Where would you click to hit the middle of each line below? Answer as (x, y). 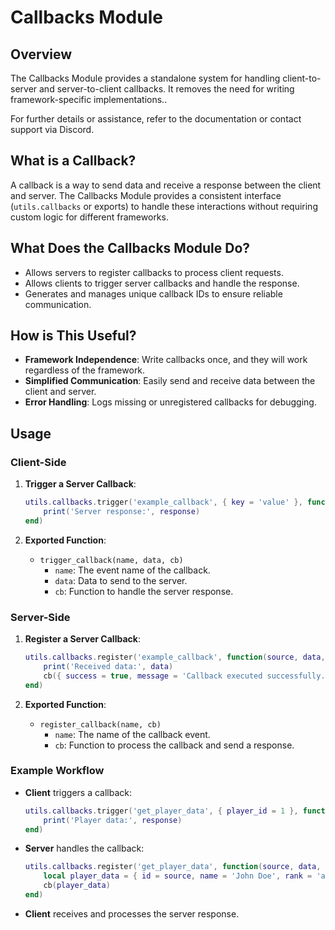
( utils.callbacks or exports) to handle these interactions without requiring (164, 206)
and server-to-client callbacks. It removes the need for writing (167, 89)
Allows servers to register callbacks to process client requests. (154, 272)
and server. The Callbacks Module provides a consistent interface (146, 195)
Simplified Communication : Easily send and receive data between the (170, 381)
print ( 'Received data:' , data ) (108, 666)
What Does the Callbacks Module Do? (130, 248)
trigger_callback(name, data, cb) (111, 560)
